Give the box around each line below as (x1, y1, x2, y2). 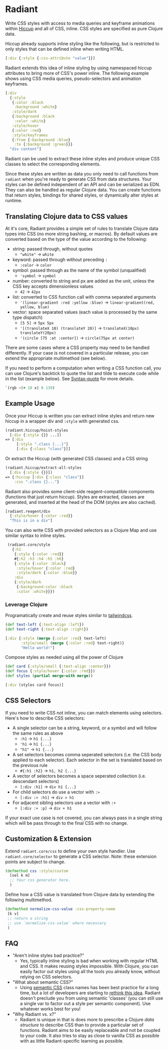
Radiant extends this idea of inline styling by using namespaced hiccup (5, 64, 152, 71)
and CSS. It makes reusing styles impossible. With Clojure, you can (20, 963, 159, 969)
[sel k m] (10, 873, 30, 878)
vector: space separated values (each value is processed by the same (12, 309, 157, 315)
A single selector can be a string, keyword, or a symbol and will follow (12, 725, 157, 731)
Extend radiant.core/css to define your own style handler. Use (5, 848, 135, 854)
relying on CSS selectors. (20, 974, 73, 980)
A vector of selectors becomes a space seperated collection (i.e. (12, 773, 146, 779)
